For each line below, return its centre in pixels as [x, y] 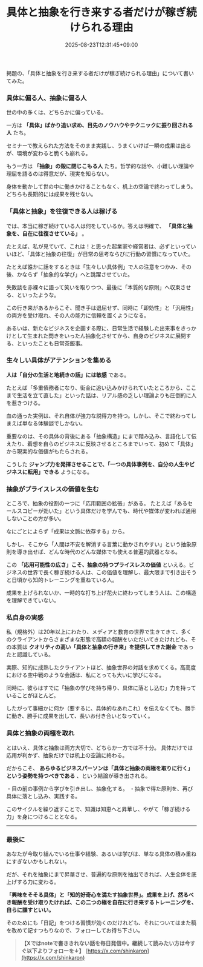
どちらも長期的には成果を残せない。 [51, 194]
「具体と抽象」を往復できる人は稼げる [62, 212]
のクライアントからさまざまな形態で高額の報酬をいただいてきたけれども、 [99, 640]
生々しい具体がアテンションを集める [59, 360]
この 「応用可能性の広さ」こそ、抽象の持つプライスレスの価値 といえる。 [98, 565]
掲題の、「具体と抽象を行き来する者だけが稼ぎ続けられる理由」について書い [100, 73]
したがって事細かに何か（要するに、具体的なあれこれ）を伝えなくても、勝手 [101, 708]
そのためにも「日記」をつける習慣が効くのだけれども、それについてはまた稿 [101, 923]
